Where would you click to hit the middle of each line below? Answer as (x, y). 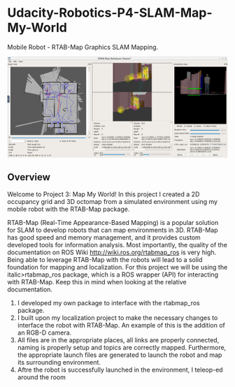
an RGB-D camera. (44, 333)
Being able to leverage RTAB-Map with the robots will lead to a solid (105, 259)
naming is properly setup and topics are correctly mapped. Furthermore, (122, 347)
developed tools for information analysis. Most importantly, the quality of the (117, 244)
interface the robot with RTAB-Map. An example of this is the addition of (121, 325)
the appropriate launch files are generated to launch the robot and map (120, 355)
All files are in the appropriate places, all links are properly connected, (118, 339)
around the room (42, 377)
